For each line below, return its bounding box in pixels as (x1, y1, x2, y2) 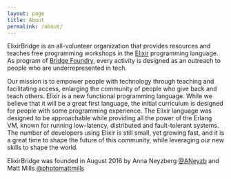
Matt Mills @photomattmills (7, 164, 85, 173)
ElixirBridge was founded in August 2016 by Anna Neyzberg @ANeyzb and (7, 157, 219, 165)
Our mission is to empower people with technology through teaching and (7, 77, 214, 86)
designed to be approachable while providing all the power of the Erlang (7, 114, 212, 122)
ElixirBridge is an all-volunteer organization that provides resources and (7, 42, 211, 50)
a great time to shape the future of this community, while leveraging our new (7, 136, 224, 144)
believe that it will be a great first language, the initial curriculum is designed (7, 100, 224, 108)
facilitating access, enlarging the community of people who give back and (7, 84, 217, 93)
